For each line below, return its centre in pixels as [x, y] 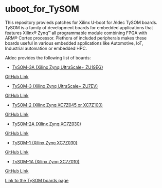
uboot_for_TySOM [42, 9]
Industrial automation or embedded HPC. [46, 48]
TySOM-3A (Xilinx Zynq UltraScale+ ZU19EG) [57, 67]
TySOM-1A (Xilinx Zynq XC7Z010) [46, 161]
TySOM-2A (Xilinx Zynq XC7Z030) [46, 124]
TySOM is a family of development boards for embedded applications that [79, 27]
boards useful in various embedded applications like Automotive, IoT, [74, 43]
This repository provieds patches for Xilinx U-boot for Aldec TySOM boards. [81, 22]
